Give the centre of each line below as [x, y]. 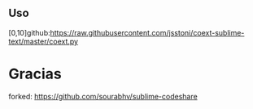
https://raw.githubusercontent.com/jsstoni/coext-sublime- [147, 32]
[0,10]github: [29, 32]
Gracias [35, 74]
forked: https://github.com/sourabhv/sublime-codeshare [103, 96]
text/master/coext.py [44, 41]
